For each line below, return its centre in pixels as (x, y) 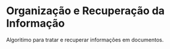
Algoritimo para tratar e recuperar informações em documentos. (85, 40)
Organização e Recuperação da (86, 11)
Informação (35, 23)
